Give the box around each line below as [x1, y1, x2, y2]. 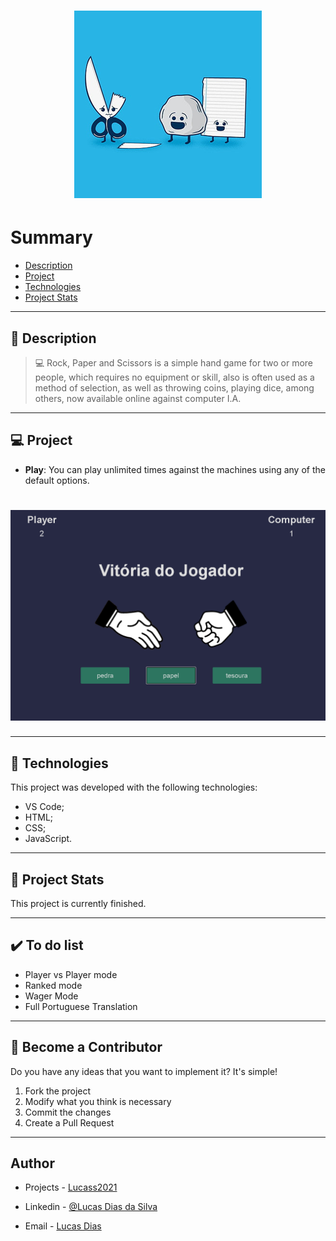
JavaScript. [24, 833, 73, 845]
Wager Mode [24, 990, 79, 1002]
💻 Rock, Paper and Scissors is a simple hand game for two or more [34, 356, 313, 369]
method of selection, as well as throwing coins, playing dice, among [34, 381, 315, 394]
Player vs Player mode [24, 968, 118, 980]
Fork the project [24, 1085, 92, 1097]
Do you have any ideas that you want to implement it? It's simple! [10, 1065, 278, 1077]
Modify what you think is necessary [24, 1095, 172, 1107]
